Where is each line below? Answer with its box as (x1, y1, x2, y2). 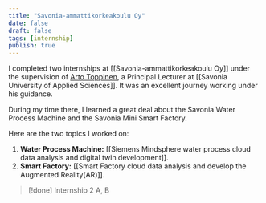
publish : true (8, 42, 56, 50)
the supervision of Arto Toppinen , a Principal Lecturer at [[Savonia (8, 72, 227, 82)
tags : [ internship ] (8, 34, 74, 43)
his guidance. (8, 89, 54, 99)
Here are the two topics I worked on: (8, 129, 129, 139)
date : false (8, 19, 48, 27)
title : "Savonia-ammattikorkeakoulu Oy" (8, 11, 146, 20)
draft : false (8, 26, 52, 35)
